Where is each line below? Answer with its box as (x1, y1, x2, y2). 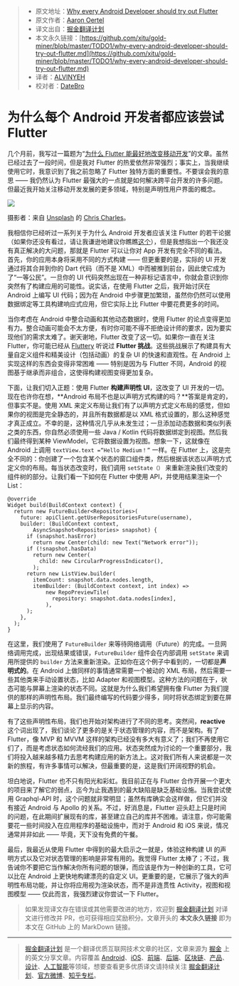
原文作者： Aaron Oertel (35, 16, 105, 24)
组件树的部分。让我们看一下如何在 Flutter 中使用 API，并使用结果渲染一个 (7, 472, 223, 481)
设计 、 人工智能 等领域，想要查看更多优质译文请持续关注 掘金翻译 (24, 962, 214, 970)
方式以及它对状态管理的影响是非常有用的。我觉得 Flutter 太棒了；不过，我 (13, 854, 230, 862)
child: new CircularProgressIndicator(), (38, 557, 164, 565)
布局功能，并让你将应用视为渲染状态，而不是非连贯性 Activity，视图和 (19, 881, 225, 889)
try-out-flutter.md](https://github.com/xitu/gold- (35, 49, 176, 58)
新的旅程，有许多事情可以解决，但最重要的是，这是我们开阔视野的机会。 (7, 761, 219, 770)
